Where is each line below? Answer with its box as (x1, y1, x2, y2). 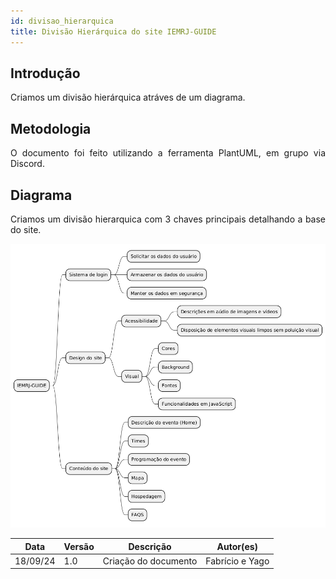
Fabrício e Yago (205, 555, 270, 567)
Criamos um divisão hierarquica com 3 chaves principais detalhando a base (10, 213, 326, 225)
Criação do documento (102, 555, 198, 567)
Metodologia (10, 120, 92, 137)
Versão (63, 540, 95, 552)
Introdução (10, 65, 81, 82)
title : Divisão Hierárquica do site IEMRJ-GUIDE (10, 26, 217, 37)
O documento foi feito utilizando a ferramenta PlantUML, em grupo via (10, 147, 326, 159)
